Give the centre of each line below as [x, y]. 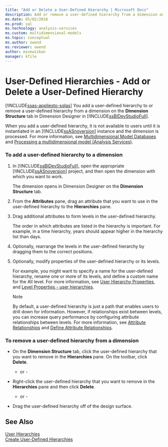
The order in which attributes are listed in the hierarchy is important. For [86, 226]
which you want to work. [38, 176]
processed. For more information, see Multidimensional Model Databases [81, 137]
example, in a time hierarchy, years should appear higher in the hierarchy [87, 231]
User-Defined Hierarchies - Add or [78, 81]
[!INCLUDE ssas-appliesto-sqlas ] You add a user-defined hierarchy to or [79, 106]
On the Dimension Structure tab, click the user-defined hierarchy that [84, 351]
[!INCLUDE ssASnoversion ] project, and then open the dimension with [84, 171]
